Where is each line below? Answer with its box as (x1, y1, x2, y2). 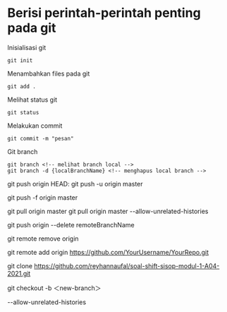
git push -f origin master (7, 193, 78, 202)
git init (7, 56, 33, 64)
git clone (7, 261, 33, 270)
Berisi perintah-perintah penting (7, 5, 201, 21)
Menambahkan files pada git (7, 69, 90, 78)
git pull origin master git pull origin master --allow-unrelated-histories (7, 207, 209, 215)
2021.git (7, 269, 31, 277)
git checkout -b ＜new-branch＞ (7, 284, 102, 292)
